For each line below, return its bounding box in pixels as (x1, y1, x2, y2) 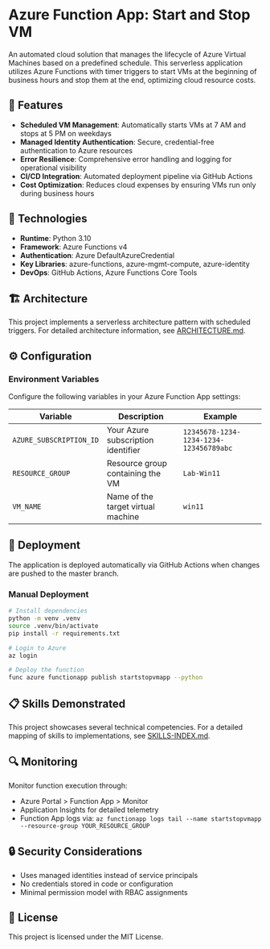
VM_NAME (12, 502, 42, 511)
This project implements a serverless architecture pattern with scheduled (8, 317, 251, 327)
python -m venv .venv (8, 614, 81, 622)
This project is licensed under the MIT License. (8, 932, 164, 942)
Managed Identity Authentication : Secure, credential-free (19, 137, 215, 147)
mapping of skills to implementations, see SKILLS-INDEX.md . (8, 730, 211, 740)
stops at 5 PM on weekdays (19, 128, 112, 138)
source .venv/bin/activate (8, 622, 99, 630)
